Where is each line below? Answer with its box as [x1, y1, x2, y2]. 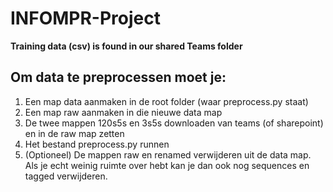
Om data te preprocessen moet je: [10, 69, 227, 86]
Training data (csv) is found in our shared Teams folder [10, 40, 243, 52]
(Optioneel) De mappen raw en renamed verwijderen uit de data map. [24, 148, 312, 161]
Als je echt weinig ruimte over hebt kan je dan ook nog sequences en [24, 159, 310, 171]
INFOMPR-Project [10, 7, 161, 30]
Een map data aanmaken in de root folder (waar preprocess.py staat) [24, 95, 309, 107]
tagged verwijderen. [24, 170, 108, 182]
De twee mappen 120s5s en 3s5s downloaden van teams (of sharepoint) [24, 117, 324, 129]
